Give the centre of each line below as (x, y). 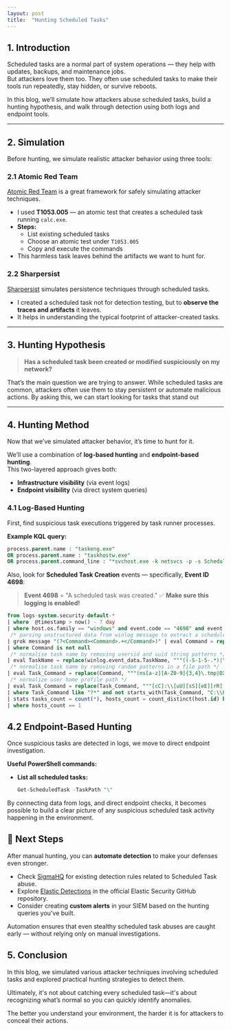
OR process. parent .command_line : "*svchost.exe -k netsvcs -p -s (104, 561)
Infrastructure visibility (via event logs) (74, 483)
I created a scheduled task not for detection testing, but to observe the (118, 302)
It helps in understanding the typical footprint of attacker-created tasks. (118, 316)
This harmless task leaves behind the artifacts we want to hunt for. (111, 256)
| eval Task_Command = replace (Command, (66, 674)
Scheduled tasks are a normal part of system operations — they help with (111, 64)
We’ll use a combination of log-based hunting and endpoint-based (103, 455)
